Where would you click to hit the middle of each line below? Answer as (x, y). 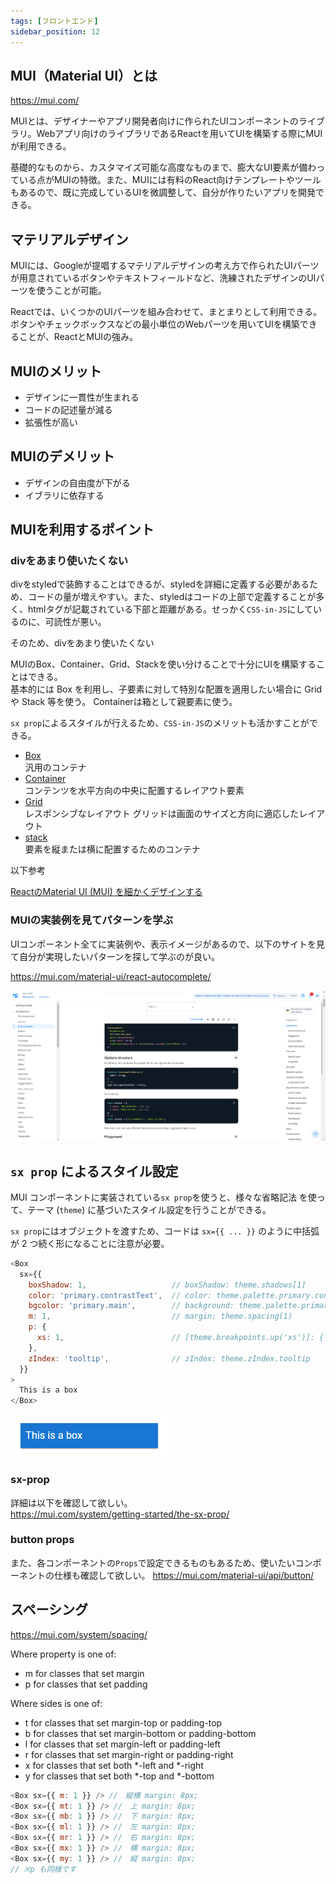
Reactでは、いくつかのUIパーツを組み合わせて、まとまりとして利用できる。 (166, 312)
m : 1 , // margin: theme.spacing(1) (160, 1316)
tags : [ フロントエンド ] (54, 21)
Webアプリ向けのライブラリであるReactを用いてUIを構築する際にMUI (179, 134)
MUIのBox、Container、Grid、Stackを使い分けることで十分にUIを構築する (163, 664)
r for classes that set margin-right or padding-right (129, 1754)
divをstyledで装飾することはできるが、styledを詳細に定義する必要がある (160, 584)
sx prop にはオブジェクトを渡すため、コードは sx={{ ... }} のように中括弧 (165, 1231)
